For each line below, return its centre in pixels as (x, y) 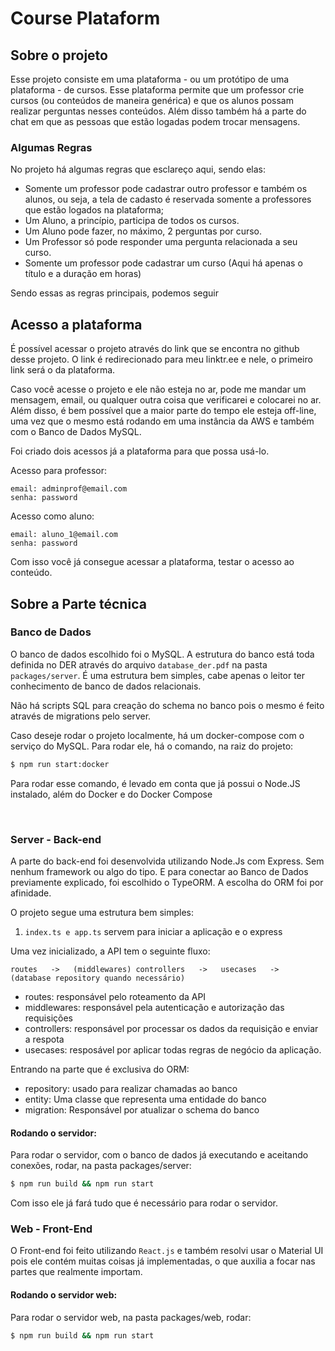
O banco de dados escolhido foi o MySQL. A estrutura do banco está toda (162, 654)
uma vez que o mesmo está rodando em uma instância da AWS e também (162, 421)
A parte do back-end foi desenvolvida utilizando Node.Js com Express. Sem (167, 861)
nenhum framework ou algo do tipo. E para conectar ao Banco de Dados (159, 871)
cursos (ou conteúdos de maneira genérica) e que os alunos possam (152, 100)
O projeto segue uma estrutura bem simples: (102, 912)
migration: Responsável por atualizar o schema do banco (142, 1109)
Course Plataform (85, 18)
